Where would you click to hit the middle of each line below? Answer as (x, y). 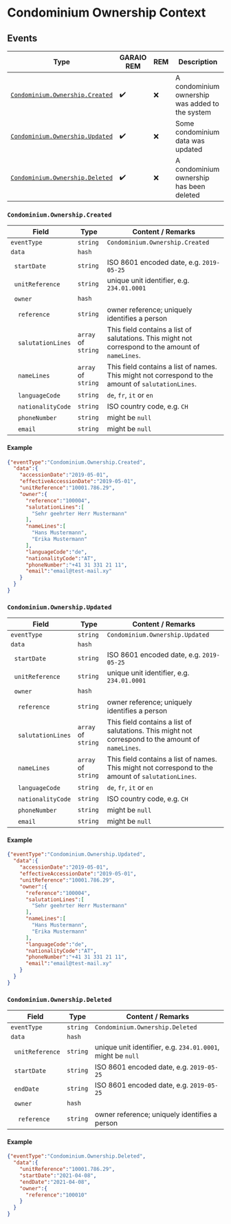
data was (190, 141)
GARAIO (133, 58)
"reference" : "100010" (56, 1195)
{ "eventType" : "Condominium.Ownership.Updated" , (77, 855)
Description (198, 62)
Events (22, 38)
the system (193, 112)
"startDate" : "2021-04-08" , (58, 1175)
